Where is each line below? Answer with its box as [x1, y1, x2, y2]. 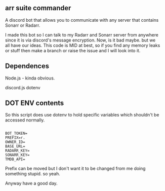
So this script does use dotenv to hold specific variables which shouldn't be [5, 112, 160, 118]
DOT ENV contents [5, 99, 64, 108]
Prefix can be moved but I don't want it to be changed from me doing [5, 165, 146, 172]
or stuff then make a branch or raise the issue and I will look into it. [5, 47, 141, 53]
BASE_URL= [5, 144, 26, 149]
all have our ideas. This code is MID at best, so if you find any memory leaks [5, 42, 161, 48]
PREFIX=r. [5, 135, 26, 140]
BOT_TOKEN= [5, 131, 28, 136]
